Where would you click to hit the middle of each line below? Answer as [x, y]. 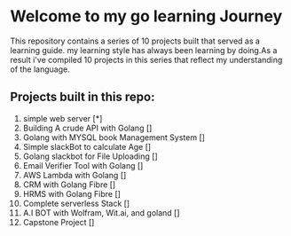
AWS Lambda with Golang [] [75, 175]
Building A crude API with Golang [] [87, 128]
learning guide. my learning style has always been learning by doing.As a [144, 50]
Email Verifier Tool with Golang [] [83, 165]
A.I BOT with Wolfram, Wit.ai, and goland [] [101, 212]
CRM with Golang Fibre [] [69, 185]
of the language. [40, 69]
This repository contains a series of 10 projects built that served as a [135, 41]
